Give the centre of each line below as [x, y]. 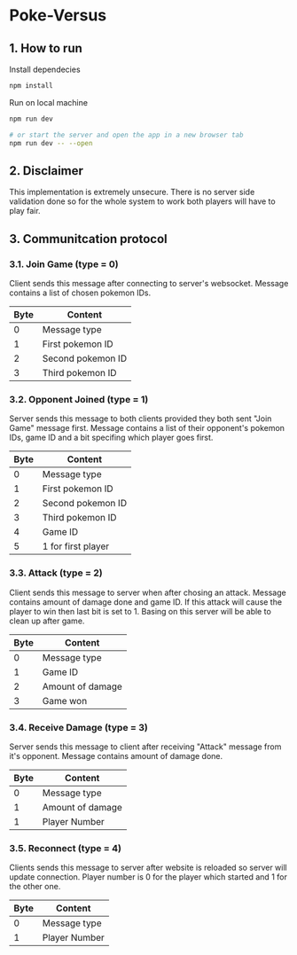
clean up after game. [47, 621]
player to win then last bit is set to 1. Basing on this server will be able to [141, 611]
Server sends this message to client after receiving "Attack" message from [145, 747]
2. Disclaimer [47, 171]
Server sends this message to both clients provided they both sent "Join [141, 419]
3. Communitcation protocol [89, 239]
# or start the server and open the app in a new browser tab [126, 135]
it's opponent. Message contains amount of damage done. [116, 755]
